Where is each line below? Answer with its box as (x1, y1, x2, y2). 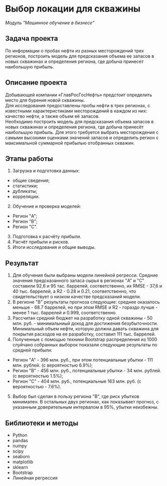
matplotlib (12, 459, 34, 465)
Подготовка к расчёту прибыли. (12, 234, 82, 240)
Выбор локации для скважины (5, 3, 141, 15)
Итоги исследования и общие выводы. (12, 244, 96, 250)
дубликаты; (12, 188, 38, 194)
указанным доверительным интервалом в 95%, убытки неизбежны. (12, 404, 159, 410)
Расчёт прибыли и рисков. (12, 239, 69, 245)
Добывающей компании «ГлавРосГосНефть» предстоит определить (5, 92, 152, 98)
